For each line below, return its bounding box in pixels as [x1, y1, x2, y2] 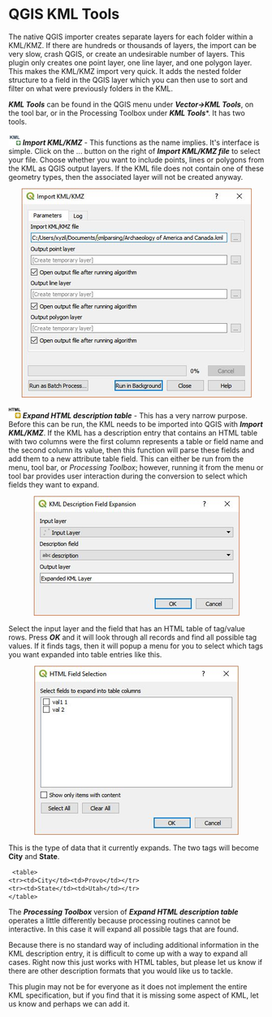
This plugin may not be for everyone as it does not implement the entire [8, 981, 248, 991]
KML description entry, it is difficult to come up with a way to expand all [8, 949, 248, 958]
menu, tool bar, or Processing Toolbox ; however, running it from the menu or [8, 462, 264, 472]
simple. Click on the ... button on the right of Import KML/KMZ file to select [8, 146, 261, 155]
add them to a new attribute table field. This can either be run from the [8, 453, 244, 464]
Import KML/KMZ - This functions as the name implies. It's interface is [22, 137, 260, 147]
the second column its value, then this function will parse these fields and [8, 445, 255, 455]
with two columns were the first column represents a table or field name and [8, 436, 264, 446]
